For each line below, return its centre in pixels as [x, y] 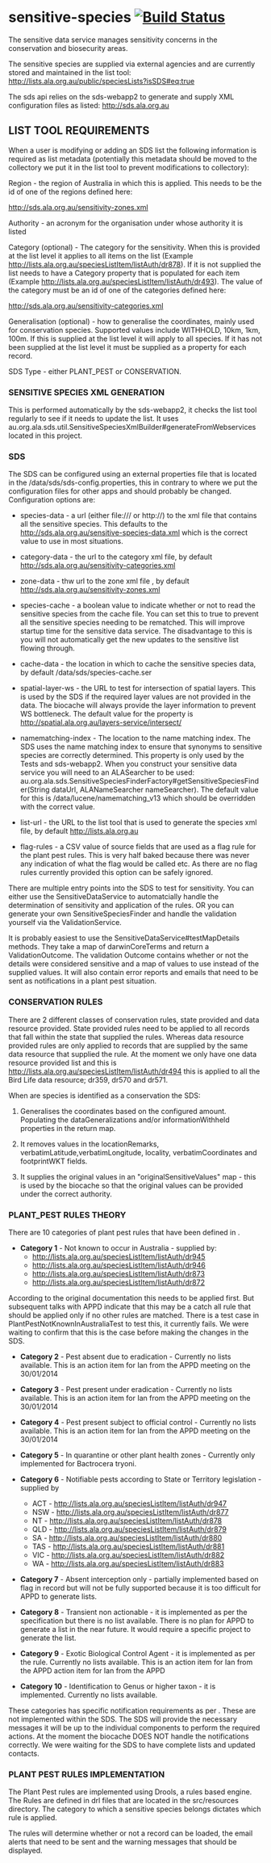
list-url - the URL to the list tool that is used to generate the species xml [138, 822]
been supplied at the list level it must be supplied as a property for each [127, 347]
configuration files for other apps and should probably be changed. [120, 491]
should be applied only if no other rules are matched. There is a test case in [134, 1315]
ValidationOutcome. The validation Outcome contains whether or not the [129, 955]
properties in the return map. [68, 1128]
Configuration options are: [52, 500]
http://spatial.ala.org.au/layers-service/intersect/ [101, 722]
